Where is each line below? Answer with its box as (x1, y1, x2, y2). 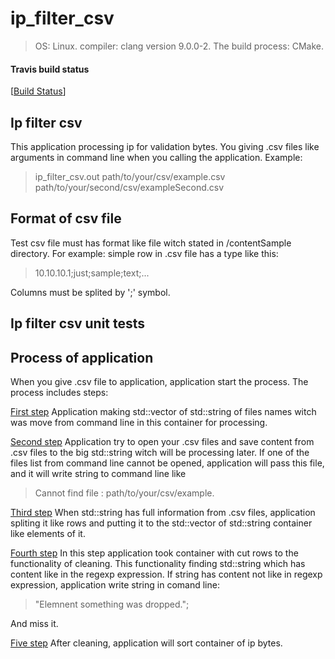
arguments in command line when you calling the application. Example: (10, 151, 303, 163)
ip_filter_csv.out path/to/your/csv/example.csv (34, 170, 226, 182)
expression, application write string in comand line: (10, 578, 220, 591)
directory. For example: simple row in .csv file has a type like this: (10, 247, 279, 259)
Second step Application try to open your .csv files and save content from (10, 435, 315, 447)
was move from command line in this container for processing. (10, 416, 268, 428)
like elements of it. (10, 527, 86, 539)
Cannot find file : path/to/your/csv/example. (34, 487, 215, 499)
